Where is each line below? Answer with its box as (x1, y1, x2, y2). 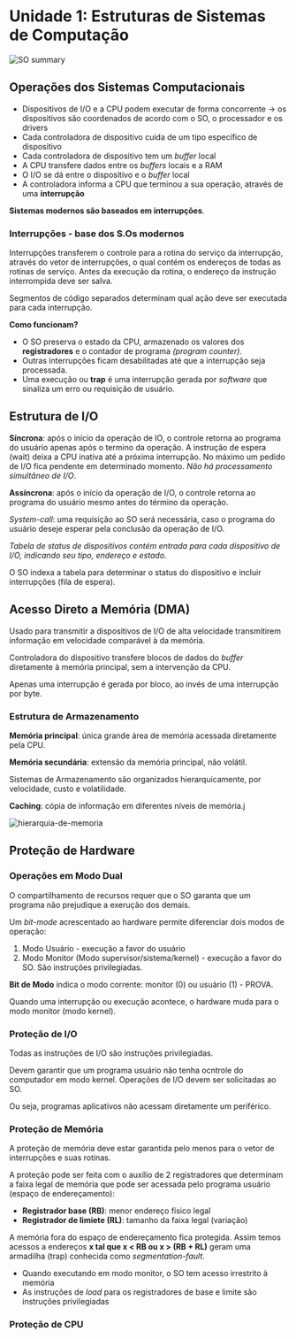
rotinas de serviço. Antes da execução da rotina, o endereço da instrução (9, 266, 277, 277)
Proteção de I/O (9, 1027, 78, 1040)
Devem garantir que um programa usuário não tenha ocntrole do (9, 1065, 244, 1075)
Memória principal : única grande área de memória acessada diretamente (9, 730, 277, 741)
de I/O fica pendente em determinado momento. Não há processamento (9, 460, 273, 471)
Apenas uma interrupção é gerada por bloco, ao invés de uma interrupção (9, 679, 279, 689)
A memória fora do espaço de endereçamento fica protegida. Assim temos (9, 1232, 281, 1243)
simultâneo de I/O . (9, 470, 77, 481)
